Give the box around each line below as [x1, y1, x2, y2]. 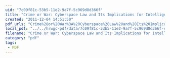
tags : [5, 40, 17, 45]
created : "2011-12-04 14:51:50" [5, 17, 73, 22]
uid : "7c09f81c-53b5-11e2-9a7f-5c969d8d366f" [5, 7, 103, 13]
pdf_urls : [5, 21, 26, 27]
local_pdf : [5, 26, 28, 31]
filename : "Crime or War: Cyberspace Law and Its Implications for [5, 31, 151, 36]
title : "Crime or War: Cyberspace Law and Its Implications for [5, 12, 144, 17]
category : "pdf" [5, 36, 39, 41]
